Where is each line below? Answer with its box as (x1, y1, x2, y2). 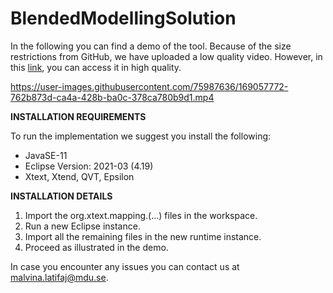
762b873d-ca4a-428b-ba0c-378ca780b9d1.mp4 (10, 91, 215, 103)
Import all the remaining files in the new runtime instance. (24, 230, 262, 242)
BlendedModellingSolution (10, 7, 237, 30)
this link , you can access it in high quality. (10, 61, 182, 73)
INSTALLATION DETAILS (10, 190, 113, 202)
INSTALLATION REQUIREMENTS (10, 110, 147, 122)
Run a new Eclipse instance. (24, 220, 141, 232)
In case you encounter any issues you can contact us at (10, 260, 240, 272)
